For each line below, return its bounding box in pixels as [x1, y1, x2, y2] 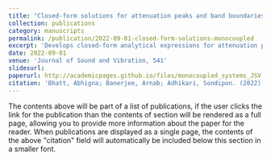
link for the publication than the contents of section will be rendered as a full [8, 109, 261, 119]
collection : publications [8, 19, 95, 27]
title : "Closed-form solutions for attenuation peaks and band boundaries [8, 11, 265, 20]
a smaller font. [8, 144, 56, 154]
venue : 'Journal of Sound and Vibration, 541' [8, 57, 168, 65]
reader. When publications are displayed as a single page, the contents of [8, 126, 253, 137]
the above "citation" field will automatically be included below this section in [8, 135, 261, 145]
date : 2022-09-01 [8, 49, 67, 57]
